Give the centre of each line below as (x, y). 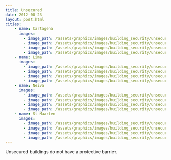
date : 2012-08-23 (24, 15)
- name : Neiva (29, 85)
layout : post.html (25, 19)
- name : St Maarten (35, 114)
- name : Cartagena (34, 29)
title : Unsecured (24, 10)
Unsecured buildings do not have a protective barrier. (61, 152)
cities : (13, 24)
